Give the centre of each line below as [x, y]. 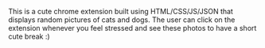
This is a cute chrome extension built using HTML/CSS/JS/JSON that [121, 11]
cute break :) [29, 36]
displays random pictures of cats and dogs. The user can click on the [122, 20]
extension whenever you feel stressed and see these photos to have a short [132, 28]
